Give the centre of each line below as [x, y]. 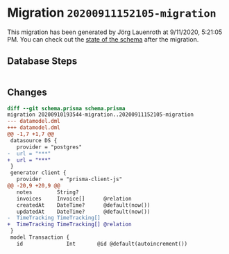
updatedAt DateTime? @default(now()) [83, 212]
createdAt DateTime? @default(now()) [83, 205]
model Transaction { [40, 237]
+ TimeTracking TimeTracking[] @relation [69, 225]
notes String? [48, 192]
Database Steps [42, 61]
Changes [27, 93]
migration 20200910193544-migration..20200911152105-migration [101, 115]
